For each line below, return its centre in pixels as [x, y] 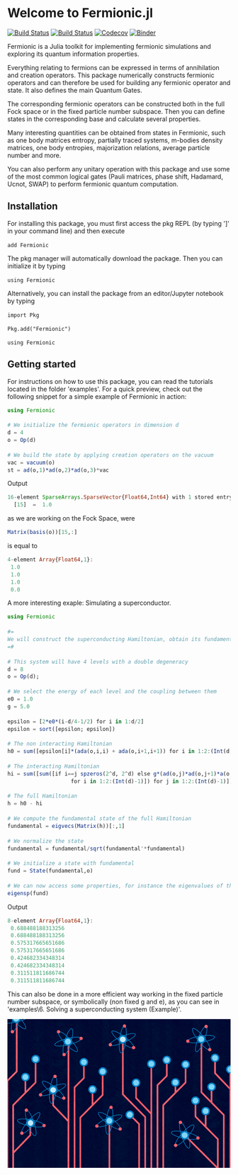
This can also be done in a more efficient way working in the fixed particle [115, 994]
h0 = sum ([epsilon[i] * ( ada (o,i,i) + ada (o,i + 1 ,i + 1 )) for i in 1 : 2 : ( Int [115, 751]
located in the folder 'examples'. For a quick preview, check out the [105, 389]
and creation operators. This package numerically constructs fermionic [111, 75]
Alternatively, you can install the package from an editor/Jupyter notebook [115, 293]
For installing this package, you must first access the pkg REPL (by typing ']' [119, 223]
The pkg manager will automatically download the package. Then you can [115, 258]
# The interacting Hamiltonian [53, 766]
